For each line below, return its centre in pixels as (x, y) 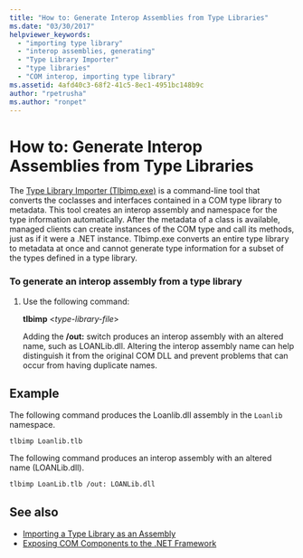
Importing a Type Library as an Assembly (99, 534)
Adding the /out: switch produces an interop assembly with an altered (153, 336)
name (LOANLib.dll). (47, 468)
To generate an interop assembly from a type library (126, 281)
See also (34, 512)
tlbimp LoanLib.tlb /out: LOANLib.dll (82, 485)
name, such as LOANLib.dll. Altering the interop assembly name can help (158, 345)
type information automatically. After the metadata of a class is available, (145, 220)
